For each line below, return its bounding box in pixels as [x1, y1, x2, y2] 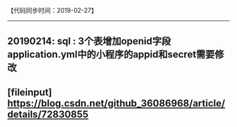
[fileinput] [7, 86, 53, 98]
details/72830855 [7, 108, 89, 120]
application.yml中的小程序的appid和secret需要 [7, 49, 215, 61]
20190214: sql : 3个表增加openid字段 [7, 35, 171, 47]
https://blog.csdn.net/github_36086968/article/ [7, 97, 226, 109]
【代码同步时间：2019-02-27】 [7, 6, 97, 14]
